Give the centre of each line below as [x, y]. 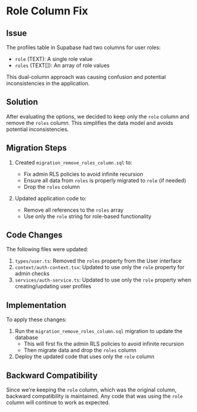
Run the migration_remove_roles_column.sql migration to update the [99, 331]
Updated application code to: [50, 198]
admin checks [32, 274]
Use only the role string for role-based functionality [87, 216]
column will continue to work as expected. [58, 402]
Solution [22, 102]
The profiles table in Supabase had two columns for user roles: [84, 47]
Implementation [36, 305]
